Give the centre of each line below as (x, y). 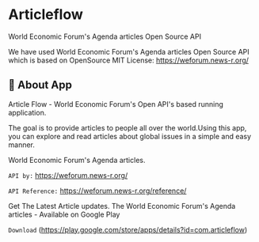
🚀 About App (40, 85)
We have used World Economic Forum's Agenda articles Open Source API (129, 51)
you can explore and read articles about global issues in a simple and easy (130, 136)
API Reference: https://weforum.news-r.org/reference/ (97, 191)
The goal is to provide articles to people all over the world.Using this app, (128, 127)
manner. (22, 145)
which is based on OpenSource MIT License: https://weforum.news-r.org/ (129, 60)
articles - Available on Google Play (64, 214)
